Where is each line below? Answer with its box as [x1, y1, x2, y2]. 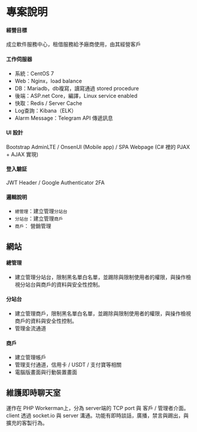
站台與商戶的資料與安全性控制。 [25, 281, 104, 288]
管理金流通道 [14, 325, 46, 332]
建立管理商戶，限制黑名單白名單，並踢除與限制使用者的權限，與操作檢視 [14, 310, 191, 317]
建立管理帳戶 [14, 354, 46, 361]
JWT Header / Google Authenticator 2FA [6, 179, 105, 186]
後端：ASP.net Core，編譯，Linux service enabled [14, 92, 138, 99]
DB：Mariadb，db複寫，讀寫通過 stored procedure [14, 84, 139, 92]
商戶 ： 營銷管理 [14, 223, 51, 230]
